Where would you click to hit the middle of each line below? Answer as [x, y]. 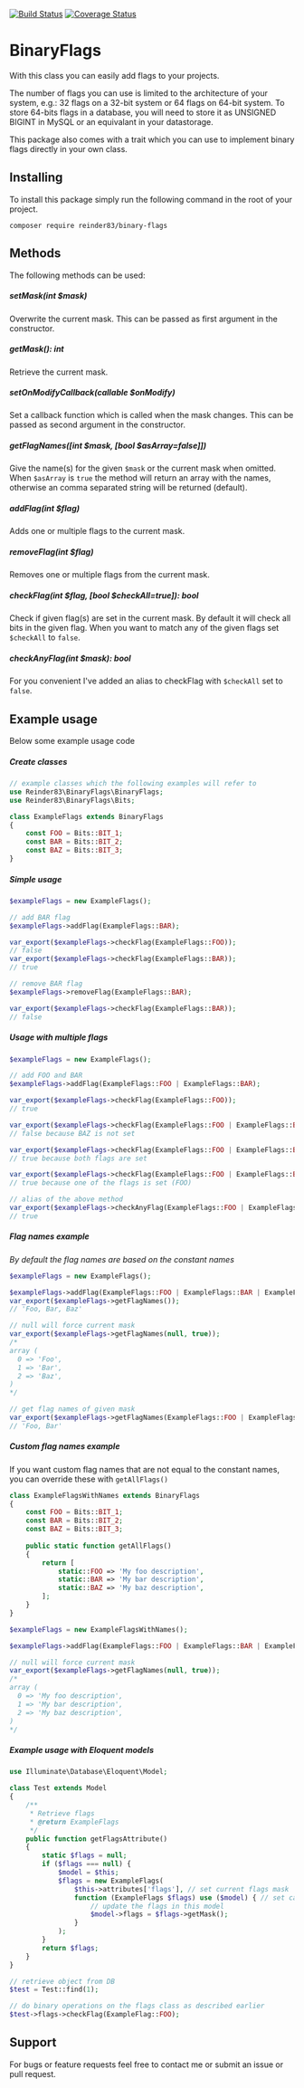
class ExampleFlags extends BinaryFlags [87, 816]
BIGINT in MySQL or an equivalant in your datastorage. [112, 121]
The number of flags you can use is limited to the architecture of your [139, 93]
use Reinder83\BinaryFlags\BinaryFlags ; [87, 792]
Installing [36, 178]
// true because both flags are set [78, 1158]
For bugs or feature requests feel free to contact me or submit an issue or [147, 2064]
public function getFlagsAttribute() [97, 1839]
